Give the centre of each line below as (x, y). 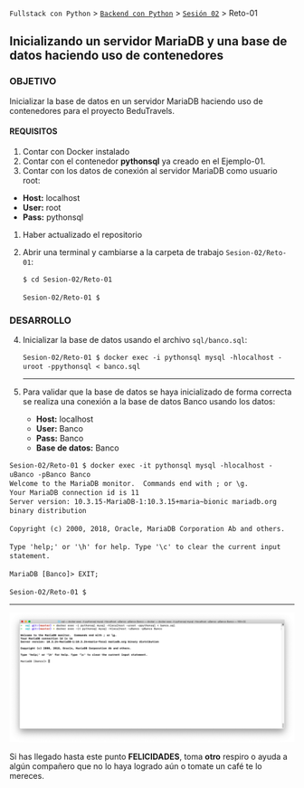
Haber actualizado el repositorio (82, 234)
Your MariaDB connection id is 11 (75, 493)
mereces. (27, 775)
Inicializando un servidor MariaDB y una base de (148, 41)
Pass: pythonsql (53, 217)
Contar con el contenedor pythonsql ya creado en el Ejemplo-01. (144, 161)
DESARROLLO (41, 320)
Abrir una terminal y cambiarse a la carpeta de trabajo (123, 252)
